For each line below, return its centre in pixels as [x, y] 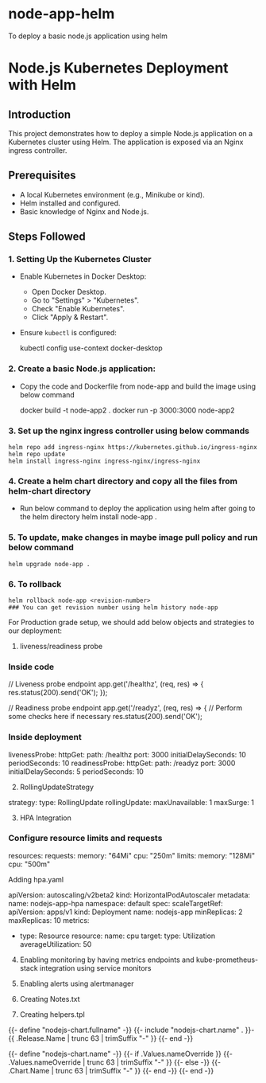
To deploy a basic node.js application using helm [88, 36]
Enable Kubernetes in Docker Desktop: [83, 276]
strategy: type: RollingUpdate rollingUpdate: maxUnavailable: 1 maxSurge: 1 [131, 802]
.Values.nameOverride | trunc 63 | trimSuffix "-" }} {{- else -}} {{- [114, 1062]
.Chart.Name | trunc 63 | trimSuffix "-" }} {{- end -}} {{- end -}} [111, 1070]
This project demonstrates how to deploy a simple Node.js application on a [131, 133]
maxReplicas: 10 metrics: [49, 920]
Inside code [31, 667]
